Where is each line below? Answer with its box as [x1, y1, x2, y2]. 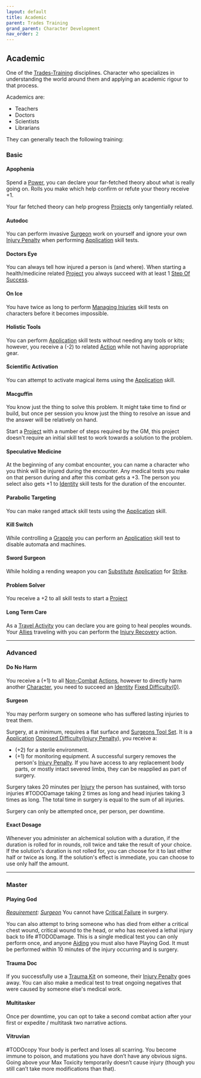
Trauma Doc [6, 959, 38, 967]
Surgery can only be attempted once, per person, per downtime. [6, 807, 165, 814]
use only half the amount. [6, 860, 69, 867]
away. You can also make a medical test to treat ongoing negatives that [6, 979, 182, 986]
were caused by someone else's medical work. [6, 986, 122, 993]
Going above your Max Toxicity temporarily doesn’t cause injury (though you [6, 1058, 195, 1066]
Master [6, 880, 28, 889]
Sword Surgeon [6, 555, 46, 562]
